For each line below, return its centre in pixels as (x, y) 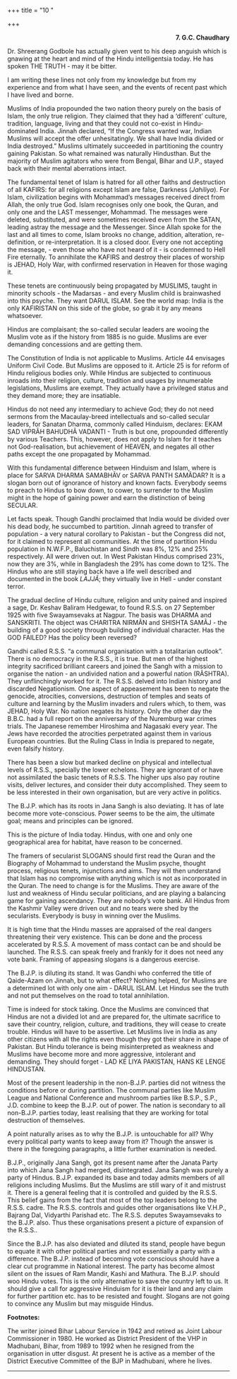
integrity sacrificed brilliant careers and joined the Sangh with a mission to (115, 666)
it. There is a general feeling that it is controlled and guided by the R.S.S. (112, 1192)
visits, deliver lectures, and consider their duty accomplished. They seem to (117, 785)
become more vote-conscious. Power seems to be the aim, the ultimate (111, 813)
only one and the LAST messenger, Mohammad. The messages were (108, 212)
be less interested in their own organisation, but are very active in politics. (115, 792)
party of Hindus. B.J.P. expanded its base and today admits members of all (116, 1178)
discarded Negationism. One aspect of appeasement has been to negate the (119, 688)
